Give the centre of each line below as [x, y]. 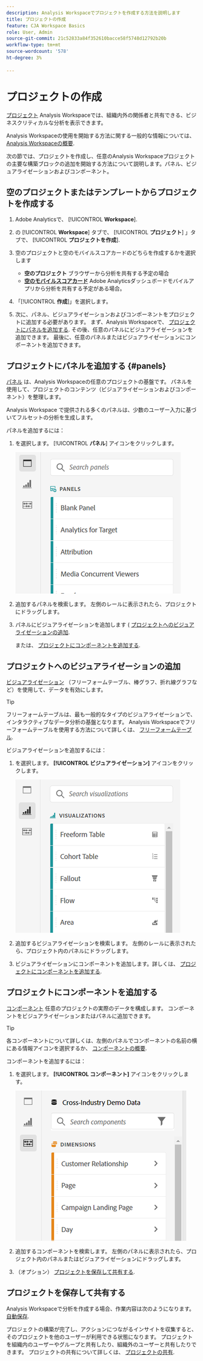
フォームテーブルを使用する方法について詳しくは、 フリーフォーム [94, 729]
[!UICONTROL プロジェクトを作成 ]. [76, 240]
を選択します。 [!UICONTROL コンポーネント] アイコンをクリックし [99, 1074]
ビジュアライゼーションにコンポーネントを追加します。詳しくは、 [97, 964]
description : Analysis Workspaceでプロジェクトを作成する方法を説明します [93, 13]
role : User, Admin [29, 32]
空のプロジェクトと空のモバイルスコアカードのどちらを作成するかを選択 [105, 253]
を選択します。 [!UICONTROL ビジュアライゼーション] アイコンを [96, 763]
